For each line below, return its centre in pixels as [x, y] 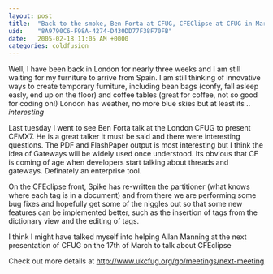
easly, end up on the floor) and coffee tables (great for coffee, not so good [133, 95]
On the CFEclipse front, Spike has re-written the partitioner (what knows [129, 186]
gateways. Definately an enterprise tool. [75, 171]
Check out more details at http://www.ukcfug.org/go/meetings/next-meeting [136, 261]
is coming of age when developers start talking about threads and [119, 162]
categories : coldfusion [49, 46]
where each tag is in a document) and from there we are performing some [132, 195]
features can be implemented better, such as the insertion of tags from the [133, 212]
